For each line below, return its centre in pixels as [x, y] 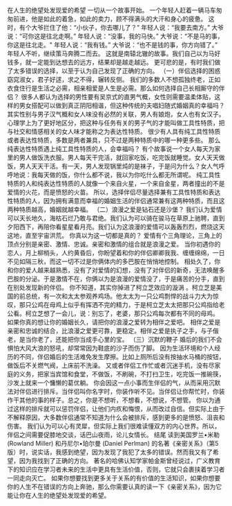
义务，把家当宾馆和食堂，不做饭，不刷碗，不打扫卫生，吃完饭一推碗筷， [122, 374]
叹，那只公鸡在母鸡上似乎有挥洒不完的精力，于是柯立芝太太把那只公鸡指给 [113, 305]
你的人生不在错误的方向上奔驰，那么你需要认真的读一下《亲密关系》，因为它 [115, 487]
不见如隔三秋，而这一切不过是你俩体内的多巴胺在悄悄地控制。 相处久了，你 [114, 261]
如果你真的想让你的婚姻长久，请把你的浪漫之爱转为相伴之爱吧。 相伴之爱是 [114, 322]
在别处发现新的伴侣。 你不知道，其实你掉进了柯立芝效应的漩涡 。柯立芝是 [112, 287]
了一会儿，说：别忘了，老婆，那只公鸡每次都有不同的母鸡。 [134, 313]
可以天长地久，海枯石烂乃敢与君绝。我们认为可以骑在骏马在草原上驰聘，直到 [116, 218]
